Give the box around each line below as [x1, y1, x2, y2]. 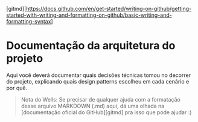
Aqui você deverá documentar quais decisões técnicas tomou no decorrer [6, 72, 191, 79]
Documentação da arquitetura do [6, 39, 176, 53]
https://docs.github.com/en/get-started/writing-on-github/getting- [26, 5, 192, 12]
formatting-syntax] [6, 18, 53, 25]
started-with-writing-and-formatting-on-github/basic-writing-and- [6, 11, 172, 19]
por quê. [6, 84, 28, 91]
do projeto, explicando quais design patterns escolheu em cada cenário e [6, 78, 190, 85]
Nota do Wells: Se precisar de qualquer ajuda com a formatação [21, 96, 181, 103]
